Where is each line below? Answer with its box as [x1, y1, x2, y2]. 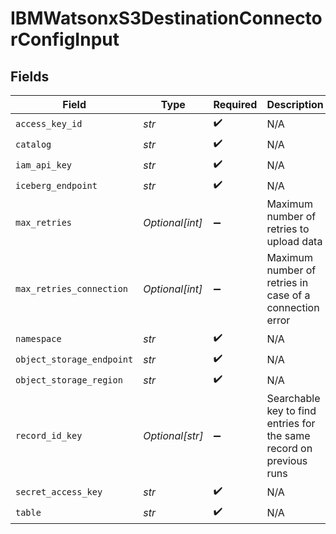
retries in [266, 276, 309, 289]
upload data [266, 235, 323, 248]
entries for [266, 417, 316, 430]
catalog [15, 138, 52, 150]
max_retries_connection [15, 283, 129, 294]
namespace [15, 333, 62, 344]
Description [266, 98, 324, 111]
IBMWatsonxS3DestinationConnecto [10, 7, 323, 30]
